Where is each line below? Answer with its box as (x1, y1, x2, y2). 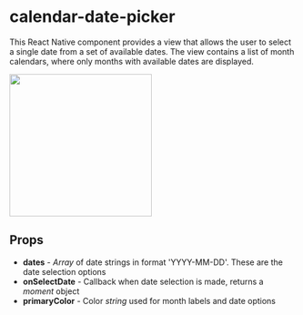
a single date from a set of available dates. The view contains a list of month (9, 46, 295, 56)
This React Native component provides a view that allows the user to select (9, 36, 292, 47)
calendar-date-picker (9, 6, 176, 27)
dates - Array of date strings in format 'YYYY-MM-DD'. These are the (22, 257, 284, 268)
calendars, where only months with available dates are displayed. (9, 56, 255, 66)
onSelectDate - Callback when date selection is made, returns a (22, 276, 264, 287)
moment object (22, 285, 80, 297)
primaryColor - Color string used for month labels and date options (22, 295, 276, 306)
